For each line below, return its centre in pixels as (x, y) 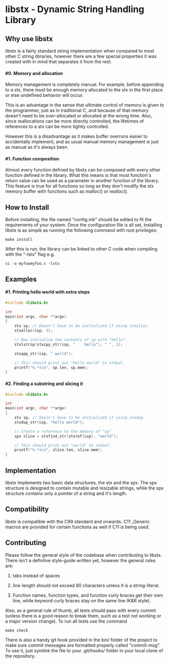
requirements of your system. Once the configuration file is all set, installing (84, 225)
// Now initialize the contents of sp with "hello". (71, 340)
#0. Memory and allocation (34, 73)
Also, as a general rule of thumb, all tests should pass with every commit (81, 610)
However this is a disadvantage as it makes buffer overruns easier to (76, 136)
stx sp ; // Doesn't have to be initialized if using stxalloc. (82, 326)
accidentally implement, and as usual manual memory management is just (82, 142)
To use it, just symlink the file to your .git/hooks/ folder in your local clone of (84, 650)
